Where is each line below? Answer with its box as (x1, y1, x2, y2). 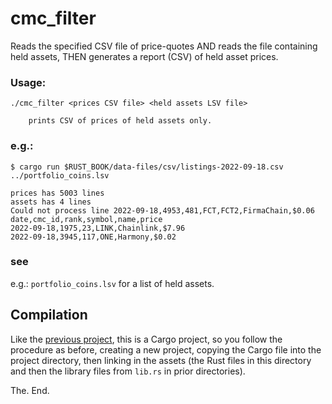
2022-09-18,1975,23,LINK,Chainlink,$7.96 (10, 223, 186, 233)
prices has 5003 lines (10, 188, 105, 198)
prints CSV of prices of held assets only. (28, 116, 213, 126)
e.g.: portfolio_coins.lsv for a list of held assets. (10, 277, 215, 289)
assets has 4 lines (10, 197, 92, 207)
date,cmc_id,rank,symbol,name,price (10, 214, 163, 224)
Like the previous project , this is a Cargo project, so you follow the (10, 333, 283, 345)
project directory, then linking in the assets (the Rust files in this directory (10, 354, 312, 366)
